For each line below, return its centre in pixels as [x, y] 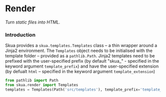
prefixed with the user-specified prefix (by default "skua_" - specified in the [82, 61]
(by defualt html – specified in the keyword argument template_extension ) [80, 72]
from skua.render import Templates [42, 85]
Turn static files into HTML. [33, 22]
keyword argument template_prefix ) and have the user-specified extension [82, 66]
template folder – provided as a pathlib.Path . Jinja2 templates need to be [80, 56]
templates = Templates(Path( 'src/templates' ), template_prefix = [73, 89]
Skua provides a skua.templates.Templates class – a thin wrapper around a [81, 46]
